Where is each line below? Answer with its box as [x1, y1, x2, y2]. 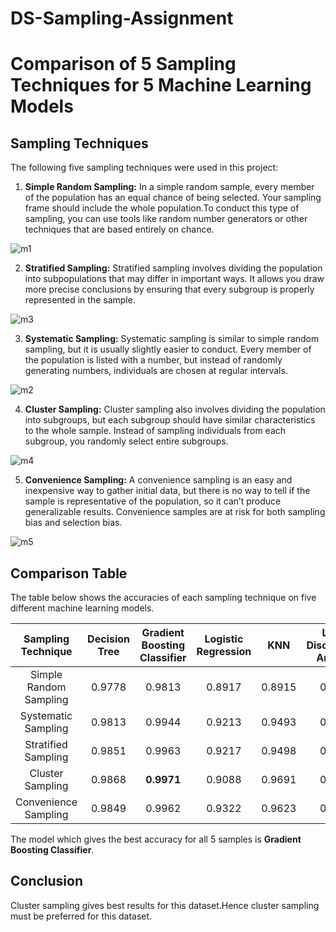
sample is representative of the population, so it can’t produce [24, 495, 282, 507]
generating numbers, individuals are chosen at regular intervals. [24, 365, 288, 377]
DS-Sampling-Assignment [10, 7, 234, 30]
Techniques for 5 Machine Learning [10, 74, 312, 97]
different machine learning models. [10, 602, 155, 614]
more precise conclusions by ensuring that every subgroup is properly [24, 283, 315, 296]
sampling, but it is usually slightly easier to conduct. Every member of [24, 343, 312, 356]
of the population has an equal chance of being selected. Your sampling [24, 192, 322, 204]
